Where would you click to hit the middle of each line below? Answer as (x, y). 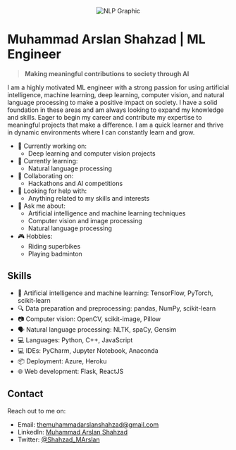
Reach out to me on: (37, 411)
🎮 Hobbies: (35, 236)
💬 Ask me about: (41, 206)
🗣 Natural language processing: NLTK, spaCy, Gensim (97, 329)
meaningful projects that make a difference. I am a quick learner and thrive (116, 125)
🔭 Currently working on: (52, 146)
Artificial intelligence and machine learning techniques (107, 213)
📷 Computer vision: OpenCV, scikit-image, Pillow (89, 319)
